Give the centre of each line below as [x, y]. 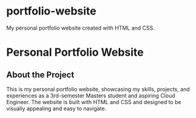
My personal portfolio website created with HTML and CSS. [80, 28]
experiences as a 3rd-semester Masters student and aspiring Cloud [91, 96]
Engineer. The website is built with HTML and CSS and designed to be [94, 102]
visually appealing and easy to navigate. [56, 108]
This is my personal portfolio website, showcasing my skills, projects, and [98, 89]
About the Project [40, 75]
